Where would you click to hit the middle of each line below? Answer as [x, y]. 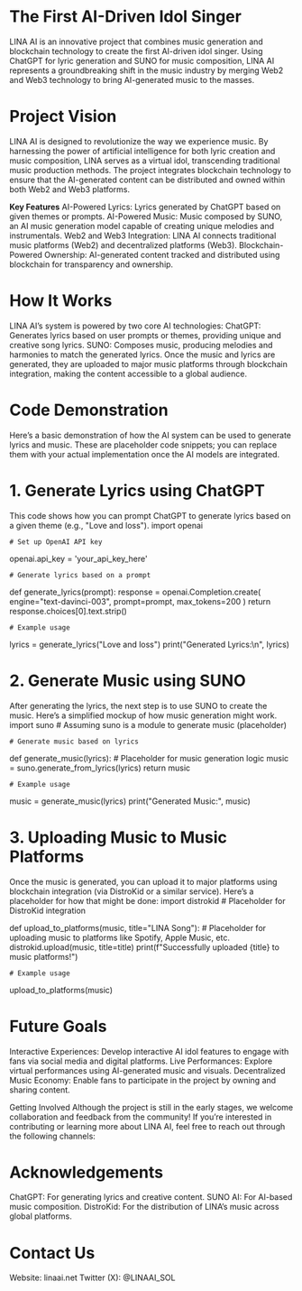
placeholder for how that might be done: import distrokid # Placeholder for [147, 900]
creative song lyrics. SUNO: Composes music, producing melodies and [141, 345]
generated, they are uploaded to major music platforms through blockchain [149, 364]
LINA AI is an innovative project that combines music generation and [136, 41]
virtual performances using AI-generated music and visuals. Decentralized [147, 1070]
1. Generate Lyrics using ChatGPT [137, 490]
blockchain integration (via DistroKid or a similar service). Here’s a [132, 891]
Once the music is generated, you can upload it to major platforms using [143, 881]
